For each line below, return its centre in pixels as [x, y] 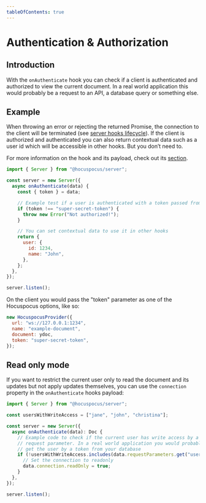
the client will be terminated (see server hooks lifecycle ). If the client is [96, 133]
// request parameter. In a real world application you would [98, 443]
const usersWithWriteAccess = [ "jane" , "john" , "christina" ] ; [87, 415]
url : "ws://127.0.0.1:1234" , [49, 323]
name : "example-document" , [46, 329]
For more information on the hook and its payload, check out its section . [97, 158]
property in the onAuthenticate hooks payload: [65, 393]
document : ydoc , [32, 334]
